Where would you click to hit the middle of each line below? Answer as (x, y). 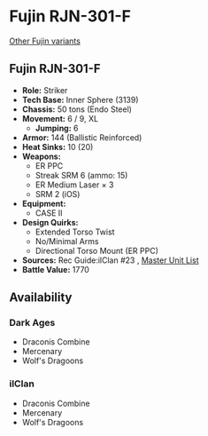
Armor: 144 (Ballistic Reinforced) (82, 137)
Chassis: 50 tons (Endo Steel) (77, 109)
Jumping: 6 (57, 128)
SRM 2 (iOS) (58, 194)
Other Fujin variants (45, 41)
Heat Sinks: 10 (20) (58, 147)
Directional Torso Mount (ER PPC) (97, 250)
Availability (41, 298)
